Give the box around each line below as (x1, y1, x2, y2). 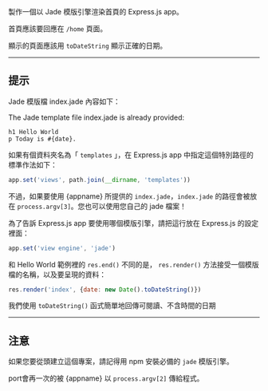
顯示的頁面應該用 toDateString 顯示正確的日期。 (8, 41, 167, 50)
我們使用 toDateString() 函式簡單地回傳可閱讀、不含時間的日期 (8, 301, 217, 310)
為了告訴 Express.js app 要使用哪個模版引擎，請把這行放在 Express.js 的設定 (8, 218, 259, 227)
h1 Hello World (8, 128, 59, 136)
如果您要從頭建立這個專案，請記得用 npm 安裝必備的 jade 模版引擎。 (8, 357, 234, 366)
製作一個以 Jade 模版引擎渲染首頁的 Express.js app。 (8, 7, 183, 16)
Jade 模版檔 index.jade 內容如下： (8, 97, 121, 106)
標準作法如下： (8, 160, 57, 169)
